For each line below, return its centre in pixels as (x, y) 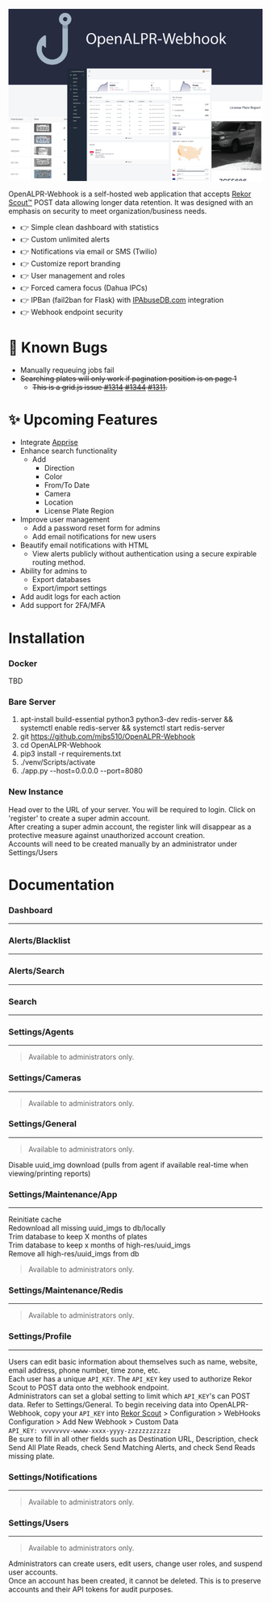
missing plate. (31, 1456)
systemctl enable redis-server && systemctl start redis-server (122, 728)
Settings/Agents (41, 1032)
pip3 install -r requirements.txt (71, 754)
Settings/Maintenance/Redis (66, 1290)
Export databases (61, 580)
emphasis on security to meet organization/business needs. (108, 211)
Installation (47, 638)
